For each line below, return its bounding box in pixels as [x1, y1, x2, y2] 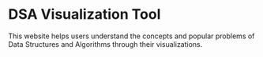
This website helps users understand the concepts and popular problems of [8, 31, 255, 41]
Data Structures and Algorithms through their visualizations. [8, 39, 203, 48]
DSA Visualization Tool [8, 5, 161, 23]
